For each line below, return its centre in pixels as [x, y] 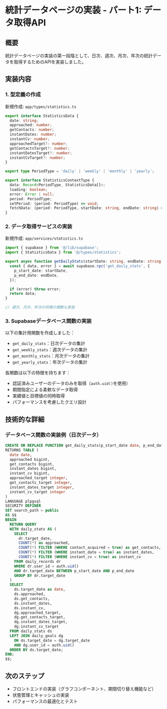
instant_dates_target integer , [42, 487]
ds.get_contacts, [32, 599]
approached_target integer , [39, 478]
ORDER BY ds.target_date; [37, 650]
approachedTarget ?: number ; [39, 144]
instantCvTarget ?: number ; [38, 158]
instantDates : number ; [33, 135]
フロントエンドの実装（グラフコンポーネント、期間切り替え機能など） [84, 689]
